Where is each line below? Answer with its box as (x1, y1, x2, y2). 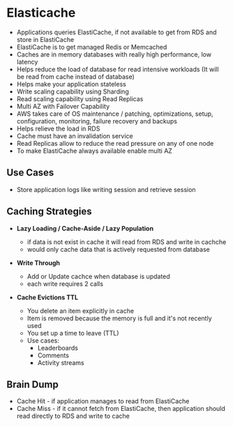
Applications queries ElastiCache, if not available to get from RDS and (16, 28, 217, 36)
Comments (37, 351, 69, 359)
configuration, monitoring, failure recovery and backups (16, 117, 177, 125)
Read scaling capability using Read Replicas (16, 94, 144, 103)
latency (16, 57, 38, 66)
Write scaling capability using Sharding (16, 87, 130, 96)
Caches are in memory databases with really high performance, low (16, 50, 212, 59)
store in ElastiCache (16, 35, 75, 43)
